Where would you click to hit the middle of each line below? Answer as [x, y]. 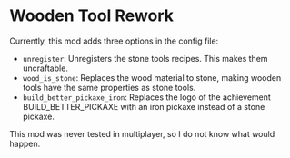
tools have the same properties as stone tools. [109, 87]
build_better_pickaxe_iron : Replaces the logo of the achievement [146, 97]
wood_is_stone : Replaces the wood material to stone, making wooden [152, 77]
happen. [25, 143]
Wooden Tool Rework [92, 16]
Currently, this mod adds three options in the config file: [114, 41]
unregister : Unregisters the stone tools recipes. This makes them [145, 58]
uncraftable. [45, 68]
